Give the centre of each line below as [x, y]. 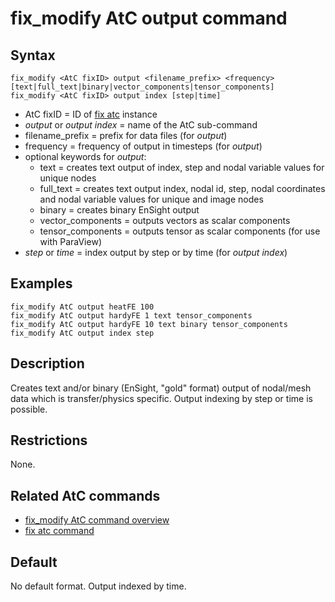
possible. [29, 409]
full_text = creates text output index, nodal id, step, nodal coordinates [182, 188]
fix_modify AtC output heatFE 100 [82, 307]
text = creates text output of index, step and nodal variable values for [182, 167]
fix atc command [59, 531]
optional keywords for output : [85, 156]
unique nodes [68, 178]
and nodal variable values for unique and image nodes [151, 199]
